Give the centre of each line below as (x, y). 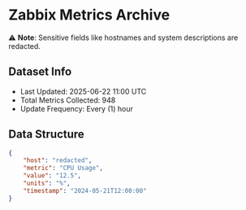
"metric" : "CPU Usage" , (63, 168)
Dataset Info (40, 72)
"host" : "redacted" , (58, 160)
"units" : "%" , (47, 184)
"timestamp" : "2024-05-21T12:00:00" (85, 190)
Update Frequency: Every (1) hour (77, 108)
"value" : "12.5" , (52, 176)
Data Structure (47, 135)
